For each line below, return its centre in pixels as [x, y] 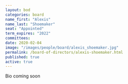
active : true [19, 62]
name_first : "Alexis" [28, 19]
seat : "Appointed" [25, 29]
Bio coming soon [23, 76]
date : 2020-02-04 [24, 43]
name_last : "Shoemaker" [30, 24]
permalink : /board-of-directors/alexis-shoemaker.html [64, 52]
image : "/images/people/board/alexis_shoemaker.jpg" [62, 48]
